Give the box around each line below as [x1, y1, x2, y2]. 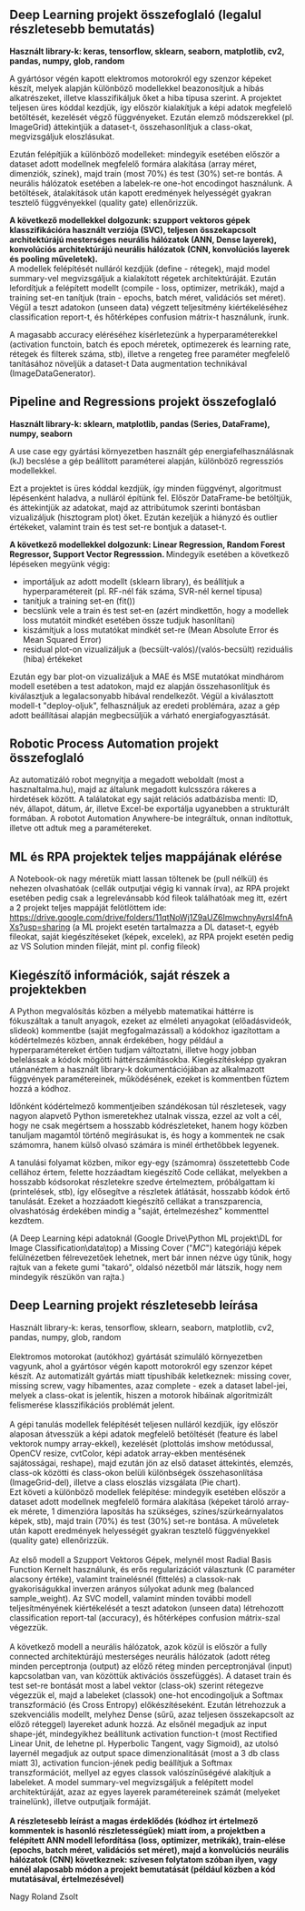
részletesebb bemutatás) [9, 22, 155, 37]
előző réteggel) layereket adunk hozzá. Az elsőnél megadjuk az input [9, 1718, 268, 1729]
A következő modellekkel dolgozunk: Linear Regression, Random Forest [9, 539, 286, 550]
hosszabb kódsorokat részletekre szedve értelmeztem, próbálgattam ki [9, 1176, 275, 1187]
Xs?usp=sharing [9, 921, 71, 932]
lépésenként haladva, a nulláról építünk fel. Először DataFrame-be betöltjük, [9, 492, 293, 503]
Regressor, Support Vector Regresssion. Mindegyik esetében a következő [9, 548, 290, 559]
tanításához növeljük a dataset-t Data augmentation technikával [9, 358, 248, 369]
